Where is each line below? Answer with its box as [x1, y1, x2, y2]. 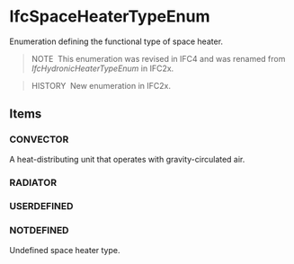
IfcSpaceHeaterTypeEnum [9, 6, 210, 27]
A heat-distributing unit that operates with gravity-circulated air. [9, 154, 245, 164]
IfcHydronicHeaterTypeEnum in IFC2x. [31, 63, 174, 74]
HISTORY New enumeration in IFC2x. [31, 80, 172, 91]
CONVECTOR [9, 133, 69, 145]
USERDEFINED [9, 200, 74, 213]
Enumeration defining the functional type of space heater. [9, 36, 223, 47]
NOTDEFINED [9, 224, 69, 237]
